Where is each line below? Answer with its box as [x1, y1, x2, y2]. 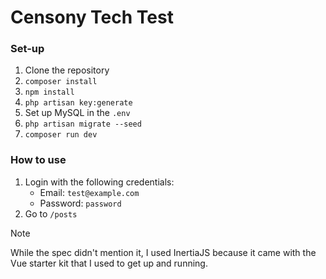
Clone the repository [24, 64, 110, 76]
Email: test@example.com [39, 186, 140, 198]
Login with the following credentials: [24, 176, 175, 188]
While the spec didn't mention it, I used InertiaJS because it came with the [10, 246, 317, 258]
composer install [24, 77, 98, 87]
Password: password [39, 197, 122, 209]
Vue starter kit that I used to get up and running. [10, 257, 208, 269]
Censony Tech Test [10, 6, 174, 29]
